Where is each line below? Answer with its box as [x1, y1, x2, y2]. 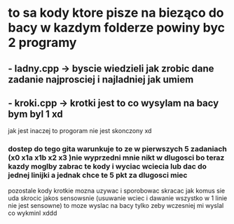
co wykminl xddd [8, 209, 57, 217]
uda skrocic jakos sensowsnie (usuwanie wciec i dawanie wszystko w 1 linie [8, 194, 228, 202]
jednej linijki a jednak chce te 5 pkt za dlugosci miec [8, 170, 188, 180]
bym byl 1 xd [8, 108, 63, 120]
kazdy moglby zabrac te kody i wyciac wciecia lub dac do [8, 162, 207, 171]
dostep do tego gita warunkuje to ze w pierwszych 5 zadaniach [8, 144, 227, 154]
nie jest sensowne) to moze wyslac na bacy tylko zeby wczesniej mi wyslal [8, 201, 224, 209]
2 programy [8, 35, 77, 50]
